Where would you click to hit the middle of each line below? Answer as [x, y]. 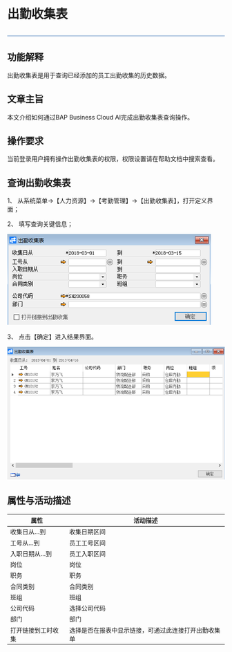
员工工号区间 [87, 543]
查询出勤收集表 [39, 183]
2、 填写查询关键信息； [40, 224]
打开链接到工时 [31, 630]
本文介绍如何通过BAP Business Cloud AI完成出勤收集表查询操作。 [100, 117]
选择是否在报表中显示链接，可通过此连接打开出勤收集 [145, 630]
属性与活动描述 [39, 501]
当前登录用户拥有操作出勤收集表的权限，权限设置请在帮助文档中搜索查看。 [113, 159]
